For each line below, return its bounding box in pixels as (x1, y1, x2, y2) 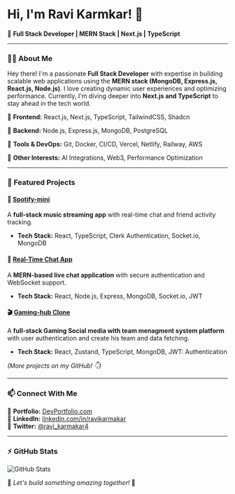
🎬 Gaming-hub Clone (7, 308, 71, 317)
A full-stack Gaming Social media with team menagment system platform (7, 326, 225, 335)
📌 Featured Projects (7, 178, 76, 188)
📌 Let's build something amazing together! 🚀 (7, 479, 136, 487)
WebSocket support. (7, 278, 66, 287)
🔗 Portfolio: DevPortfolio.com (7, 407, 92, 416)
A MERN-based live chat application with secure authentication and (7, 270, 205, 279)
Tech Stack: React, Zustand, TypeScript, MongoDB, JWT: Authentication (17, 347, 227, 356)
